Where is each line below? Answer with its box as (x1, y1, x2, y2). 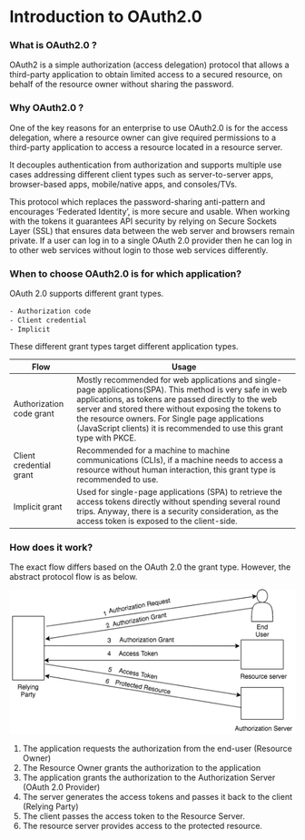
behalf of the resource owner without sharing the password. (9, 79, 234, 90)
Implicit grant (13, 501, 63, 511)
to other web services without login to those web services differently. (9, 244, 269, 256)
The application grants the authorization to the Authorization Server (22, 772, 276, 783)
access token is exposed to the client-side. (76, 516, 238, 527)
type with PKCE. (76, 432, 137, 443)
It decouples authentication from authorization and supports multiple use (9, 159, 282, 170)
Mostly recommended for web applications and (76, 374, 253, 385)
